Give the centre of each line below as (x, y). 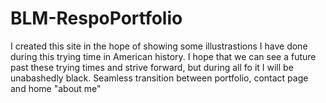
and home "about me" (56, 88)
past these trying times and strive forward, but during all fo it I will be (152, 67)
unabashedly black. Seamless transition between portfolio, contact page (159, 78)
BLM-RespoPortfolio (96, 18)
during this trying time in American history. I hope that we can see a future (163, 56)
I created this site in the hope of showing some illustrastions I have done (159, 46)
